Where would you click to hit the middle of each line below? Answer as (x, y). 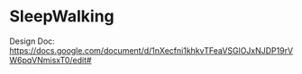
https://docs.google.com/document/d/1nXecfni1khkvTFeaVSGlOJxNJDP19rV (151, 50)
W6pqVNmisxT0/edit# (50, 60)
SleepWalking (62, 16)
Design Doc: (32, 41)
